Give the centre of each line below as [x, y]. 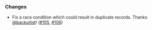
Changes [16, 7]
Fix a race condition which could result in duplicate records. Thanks [80, 17]
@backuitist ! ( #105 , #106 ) [37, 22]
